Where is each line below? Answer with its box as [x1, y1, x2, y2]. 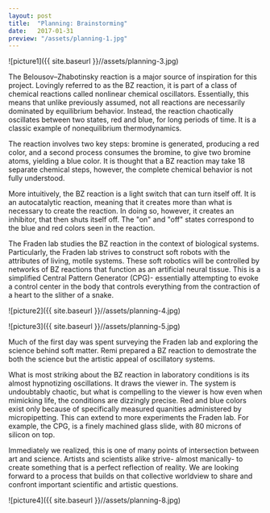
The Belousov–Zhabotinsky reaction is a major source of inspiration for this [8, 72, 258, 81]
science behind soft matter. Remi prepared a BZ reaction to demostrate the [8, 346, 257, 356]
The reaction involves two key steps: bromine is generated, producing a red [8, 139, 260, 149]
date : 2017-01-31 [8, 27, 74, 35]
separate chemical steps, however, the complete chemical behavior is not [8, 165, 252, 174]
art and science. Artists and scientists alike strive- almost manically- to [8, 454, 243, 464]
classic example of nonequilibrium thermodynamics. [8, 123, 182, 133]
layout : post [8, 11, 52, 20]
